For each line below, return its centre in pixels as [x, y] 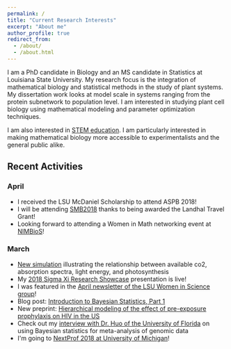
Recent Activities [45, 167]
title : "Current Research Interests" [62, 20]
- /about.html [34, 53]
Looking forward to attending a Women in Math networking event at [114, 224]
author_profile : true [39, 33]
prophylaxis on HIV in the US [58, 316]
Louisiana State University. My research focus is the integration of [102, 79]
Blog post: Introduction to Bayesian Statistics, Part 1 [91, 301]
